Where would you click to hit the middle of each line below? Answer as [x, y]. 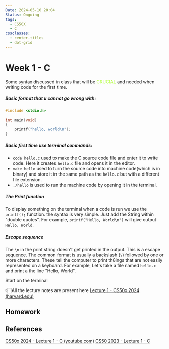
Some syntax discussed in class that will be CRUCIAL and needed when [80, 82]
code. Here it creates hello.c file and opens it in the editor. [74, 163]
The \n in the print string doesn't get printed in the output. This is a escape [83, 249]
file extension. [27, 179]
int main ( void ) [21, 120]
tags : [11, 19]
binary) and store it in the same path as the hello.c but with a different [86, 174]
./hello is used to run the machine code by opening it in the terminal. [85, 185]
